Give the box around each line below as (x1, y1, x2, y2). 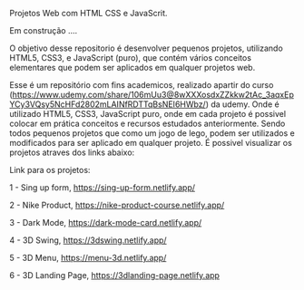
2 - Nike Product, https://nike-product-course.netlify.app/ (9, 199, 225, 210)
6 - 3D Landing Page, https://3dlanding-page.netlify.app (9, 270, 221, 280)
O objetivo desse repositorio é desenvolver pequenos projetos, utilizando (9, 43, 283, 53)
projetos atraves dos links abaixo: (9, 147, 135, 158)
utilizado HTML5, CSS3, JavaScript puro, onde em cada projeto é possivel (9, 109, 287, 119)
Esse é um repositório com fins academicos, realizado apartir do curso (9, 80, 274, 90)
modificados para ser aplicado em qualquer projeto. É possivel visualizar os (9, 138, 292, 148)
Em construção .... (9, 25, 78, 35)
